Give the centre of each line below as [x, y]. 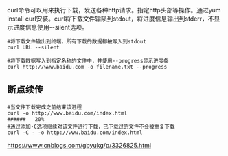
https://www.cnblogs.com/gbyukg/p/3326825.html [79, 145]
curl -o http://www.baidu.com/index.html [67, 113]
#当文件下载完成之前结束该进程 [45, 107]
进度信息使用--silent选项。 [50, 27]
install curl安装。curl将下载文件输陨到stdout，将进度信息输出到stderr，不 [111, 19]
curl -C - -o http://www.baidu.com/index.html [75, 133]
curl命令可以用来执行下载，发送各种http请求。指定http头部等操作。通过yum [114, 10]
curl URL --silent [33, 47]
